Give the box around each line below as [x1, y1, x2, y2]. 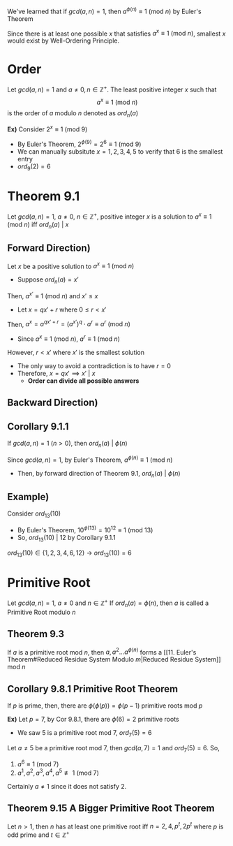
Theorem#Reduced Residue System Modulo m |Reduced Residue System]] [7, 655, 221, 664]
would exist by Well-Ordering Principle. [7, 36, 120, 45]
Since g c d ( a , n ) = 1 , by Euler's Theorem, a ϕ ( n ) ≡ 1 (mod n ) [7, 454, 173, 464]
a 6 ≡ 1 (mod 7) [17, 759, 59, 768]
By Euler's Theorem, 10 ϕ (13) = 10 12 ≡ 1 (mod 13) [17, 525, 153, 534]
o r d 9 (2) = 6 [17, 162, 51, 172]
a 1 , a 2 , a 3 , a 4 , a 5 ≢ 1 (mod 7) [17, 768, 100, 777]
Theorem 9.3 [7, 628, 65, 640]
